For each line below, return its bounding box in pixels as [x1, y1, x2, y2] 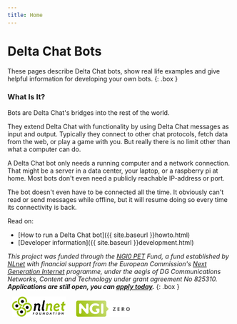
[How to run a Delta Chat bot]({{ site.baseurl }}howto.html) [17, 231, 191, 239]
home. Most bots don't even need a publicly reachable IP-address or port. [7, 173, 225, 182]
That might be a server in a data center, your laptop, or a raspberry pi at [7, 166, 218, 175]
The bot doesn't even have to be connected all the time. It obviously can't [7, 188, 224, 196]
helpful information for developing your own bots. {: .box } [7, 74, 178, 83]
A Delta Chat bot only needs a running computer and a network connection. [7, 158, 231, 167]
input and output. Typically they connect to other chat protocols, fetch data [7, 129, 228, 138]
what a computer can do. [7, 145, 81, 153]
